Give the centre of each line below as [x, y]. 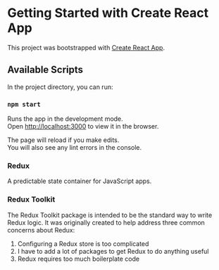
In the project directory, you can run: [60, 87]
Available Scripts [45, 70]
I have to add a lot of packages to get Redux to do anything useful [113, 251]
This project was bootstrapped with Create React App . [86, 47]
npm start [24, 104]
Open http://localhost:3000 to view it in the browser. [83, 127]
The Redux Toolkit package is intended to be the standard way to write [110, 215]
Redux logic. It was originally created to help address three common [106, 222]
